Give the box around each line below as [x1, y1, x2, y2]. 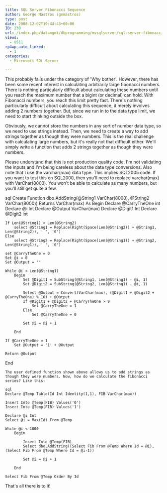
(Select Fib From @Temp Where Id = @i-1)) [5, 448, 94, 453]
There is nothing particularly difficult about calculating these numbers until [5, 87, 158, 93]
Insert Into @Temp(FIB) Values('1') [5, 404, 81, 410]
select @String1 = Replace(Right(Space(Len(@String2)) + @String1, [14, 225, 157, 230]
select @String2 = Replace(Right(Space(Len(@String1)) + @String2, [14, 238, 157, 243]
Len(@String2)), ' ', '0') [5, 230, 61, 235]
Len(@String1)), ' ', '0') [5, 243, 61, 247]
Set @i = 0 [5, 255, 28, 260]
